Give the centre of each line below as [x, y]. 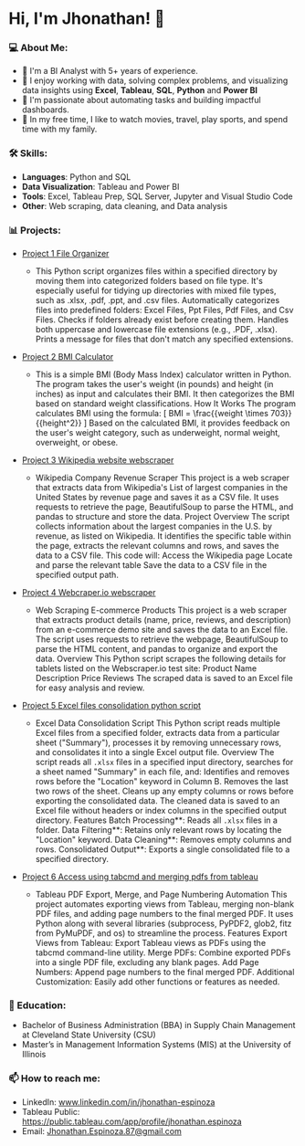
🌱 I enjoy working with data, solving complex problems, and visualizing [155, 80]
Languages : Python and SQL [76, 176]
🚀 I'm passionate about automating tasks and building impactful [141, 100]
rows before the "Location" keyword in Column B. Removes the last [162, 782]
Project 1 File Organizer [65, 254]
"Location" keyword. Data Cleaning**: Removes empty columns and [163, 840]
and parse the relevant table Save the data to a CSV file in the [151, 565]
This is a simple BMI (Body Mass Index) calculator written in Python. [163, 374]
